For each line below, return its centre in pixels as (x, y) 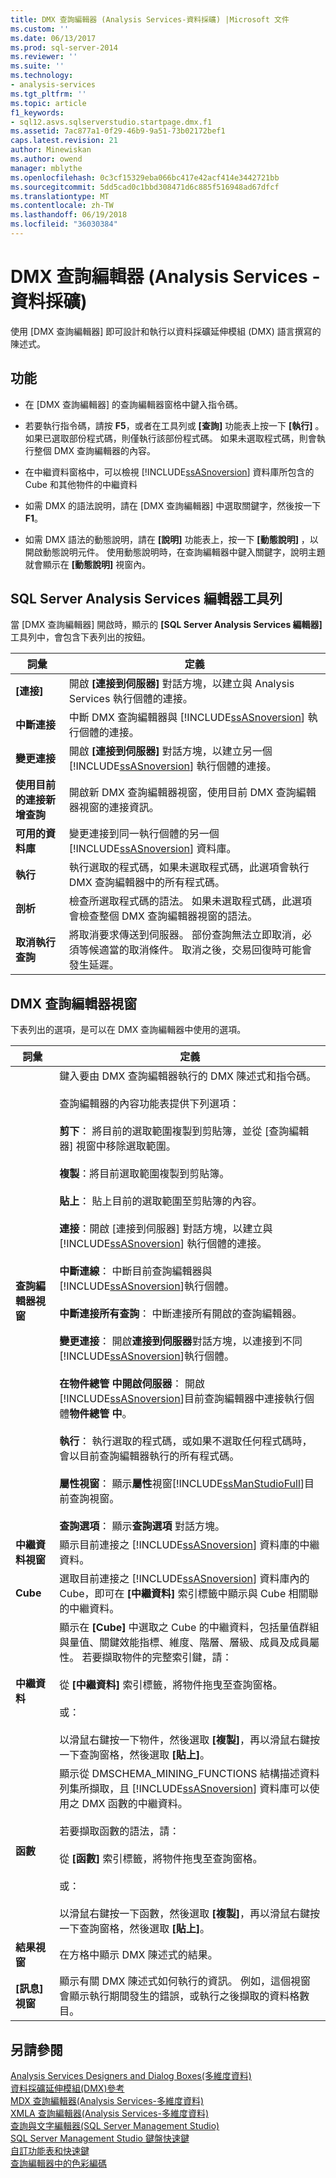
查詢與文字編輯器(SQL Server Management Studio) (115, 2126)
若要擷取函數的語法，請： (119, 1831)
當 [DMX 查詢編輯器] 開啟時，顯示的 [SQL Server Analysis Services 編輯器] (166, 625)
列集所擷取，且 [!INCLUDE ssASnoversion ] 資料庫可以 (184, 1789)
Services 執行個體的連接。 (130, 699)
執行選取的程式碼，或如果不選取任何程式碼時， (202, 1441)
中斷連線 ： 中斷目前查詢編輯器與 (136, 1271)
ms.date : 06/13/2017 (53, 38)
